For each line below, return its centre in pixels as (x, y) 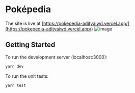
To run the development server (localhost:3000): (57, 57)
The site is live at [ (24, 23)
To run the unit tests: (27, 76)
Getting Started (30, 45)
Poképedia (28, 9)
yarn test (16, 85)
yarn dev (15, 66)
